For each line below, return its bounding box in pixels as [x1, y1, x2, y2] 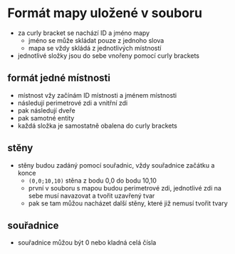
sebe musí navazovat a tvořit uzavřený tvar [28, 191, 155, 200]
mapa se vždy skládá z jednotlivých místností [28, 44, 162, 52]
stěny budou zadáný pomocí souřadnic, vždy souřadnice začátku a [17, 161, 215, 169]
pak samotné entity [17, 113, 75, 122]
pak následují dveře [17, 106, 76, 115]
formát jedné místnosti [7, 72, 110, 84]
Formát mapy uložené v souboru [7, 5, 203, 21]
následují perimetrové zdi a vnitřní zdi [17, 98, 128, 107]
